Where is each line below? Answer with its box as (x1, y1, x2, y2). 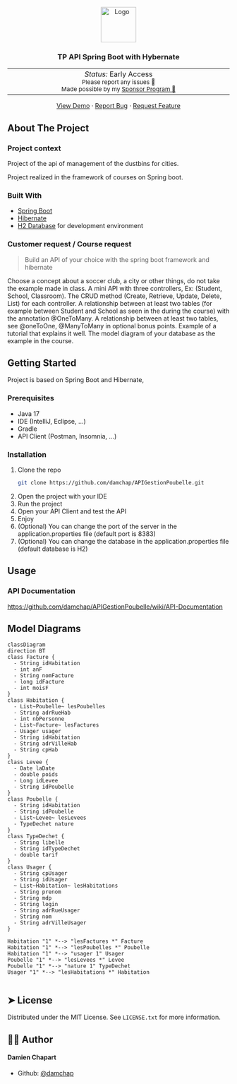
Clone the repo (17, 465, 61, 474)
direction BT (7, 648, 46, 655)
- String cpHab (13, 746, 59, 754)
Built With (7, 190, 42, 200)
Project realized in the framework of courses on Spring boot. (7, 172, 183, 181)
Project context (7, 143, 61, 153)
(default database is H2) (17, 544, 88, 553)
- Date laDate (13, 765, 55, 772)
